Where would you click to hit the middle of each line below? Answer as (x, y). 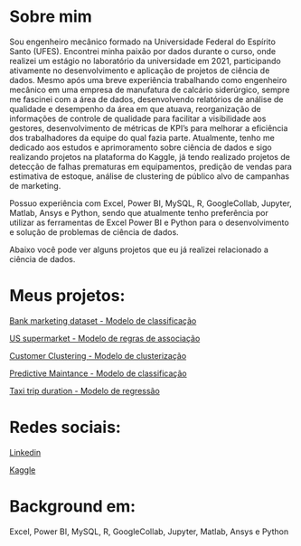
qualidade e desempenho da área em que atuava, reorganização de (135, 108)
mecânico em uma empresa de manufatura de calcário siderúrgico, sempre (150, 89)
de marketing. (35, 185)
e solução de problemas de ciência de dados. (94, 231)
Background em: (73, 506)
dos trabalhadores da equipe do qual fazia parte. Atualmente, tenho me (142, 137)
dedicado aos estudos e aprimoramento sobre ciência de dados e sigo (141, 147)
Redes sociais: (66, 428)
